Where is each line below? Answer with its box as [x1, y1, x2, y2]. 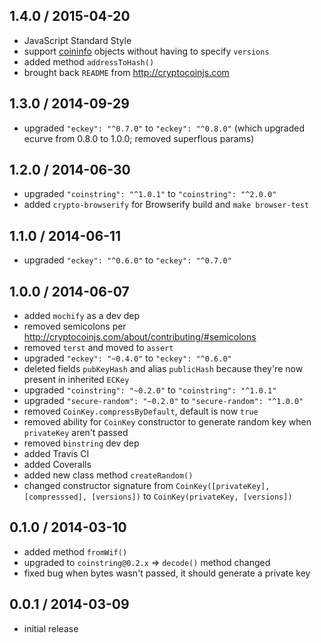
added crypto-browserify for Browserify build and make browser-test [23, 199, 310, 211]
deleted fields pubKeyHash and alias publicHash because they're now [23, 363, 304, 375]
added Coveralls [23, 459, 92, 471]
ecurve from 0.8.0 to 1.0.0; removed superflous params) [23, 132, 255, 144]
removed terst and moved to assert [23, 342, 174, 354]
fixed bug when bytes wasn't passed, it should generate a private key [23, 567, 311, 579]
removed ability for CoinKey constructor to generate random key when [23, 416, 312, 428]
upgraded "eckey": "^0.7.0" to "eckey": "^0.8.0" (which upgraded [23, 122, 305, 134]
